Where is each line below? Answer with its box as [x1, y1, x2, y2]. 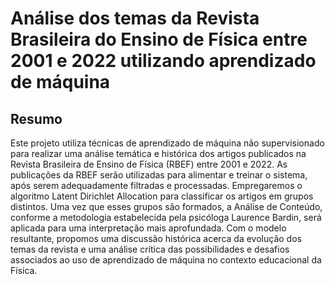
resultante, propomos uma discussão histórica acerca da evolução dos [10, 233, 302, 244]
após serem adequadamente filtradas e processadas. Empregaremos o [10, 180, 303, 191]
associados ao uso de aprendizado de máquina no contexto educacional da [10, 254, 322, 266]
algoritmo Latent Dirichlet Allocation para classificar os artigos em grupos [10, 190, 314, 202]
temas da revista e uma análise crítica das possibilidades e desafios [10, 243, 290, 255]
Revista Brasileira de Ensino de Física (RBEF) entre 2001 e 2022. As [10, 158, 288, 170]
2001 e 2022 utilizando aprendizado [10, 50, 317, 72]
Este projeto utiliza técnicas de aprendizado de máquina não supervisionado [10, 137, 325, 149]
